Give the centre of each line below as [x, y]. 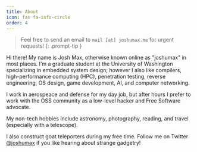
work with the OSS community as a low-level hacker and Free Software [93, 101]
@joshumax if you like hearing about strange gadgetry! [74, 143]
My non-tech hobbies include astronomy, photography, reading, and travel [97, 119]
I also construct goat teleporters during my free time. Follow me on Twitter [97, 137]
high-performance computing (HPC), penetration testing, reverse [86, 77]
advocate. [18, 107]
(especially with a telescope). [42, 125]
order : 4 [17, 23]
